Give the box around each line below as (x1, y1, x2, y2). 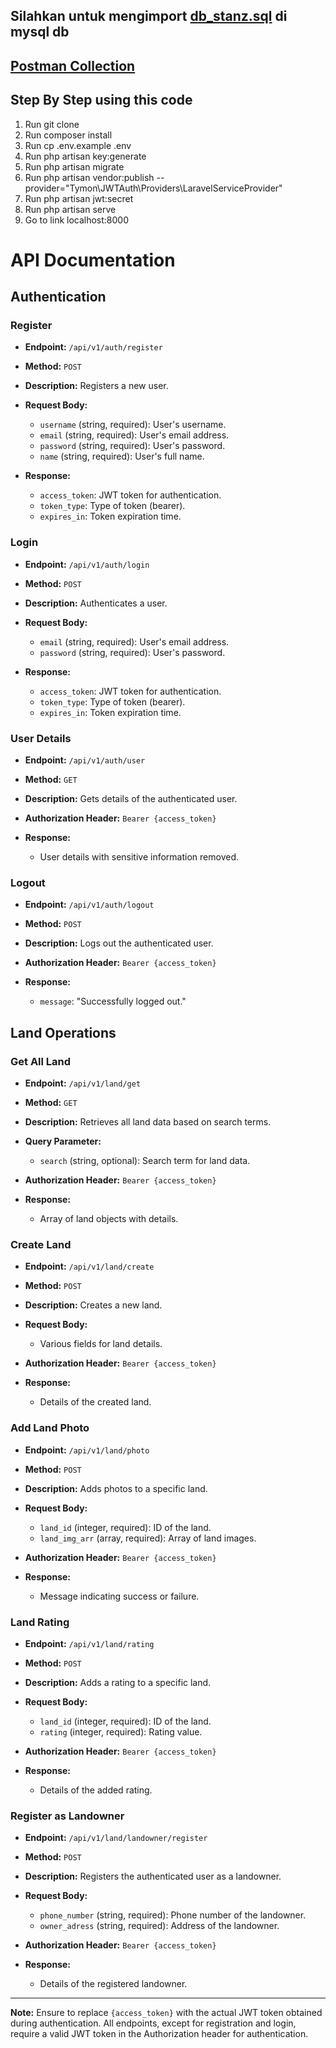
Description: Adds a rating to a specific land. (24, 1676, 212, 1688)
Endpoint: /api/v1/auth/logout (24, 899, 155, 911)
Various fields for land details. (39, 1338, 163, 1350)
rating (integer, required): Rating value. (39, 1725, 203, 1738)
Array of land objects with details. (39, 1213, 179, 1225)
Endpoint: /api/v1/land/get (24, 1077, 142, 1089)
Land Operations (10, 1024, 117, 1041)
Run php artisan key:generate (24, 150, 147, 162)
